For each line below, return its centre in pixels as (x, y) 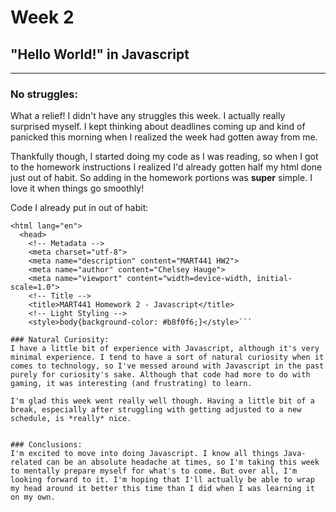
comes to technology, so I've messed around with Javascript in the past (167, 366)
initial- (274, 279)
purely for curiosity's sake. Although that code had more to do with (160, 375)
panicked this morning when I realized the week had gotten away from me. (164, 137)
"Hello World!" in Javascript (100, 54)
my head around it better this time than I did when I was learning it (162, 489)
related (26, 462)
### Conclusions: (46, 445)
